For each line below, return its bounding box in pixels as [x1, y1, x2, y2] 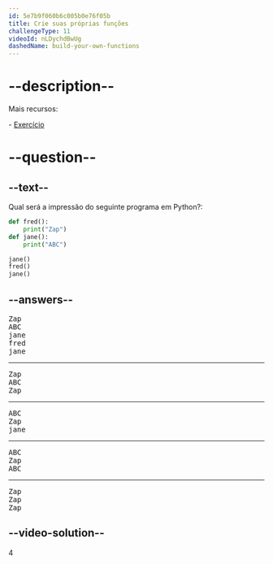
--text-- [8, 180, 49, 194]
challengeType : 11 [8, 27, 71, 35]
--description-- [8, 77, 115, 96]
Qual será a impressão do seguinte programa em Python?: [8, 202, 203, 212]
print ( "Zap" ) [23, 225, 67, 233]
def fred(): [8, 218, 49, 226]
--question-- [8, 148, 97, 167]
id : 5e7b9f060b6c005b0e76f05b [8, 11, 111, 20]
